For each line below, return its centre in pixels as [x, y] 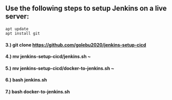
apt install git [23, 33]
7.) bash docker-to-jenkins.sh [38, 91]
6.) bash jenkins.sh [26, 80]
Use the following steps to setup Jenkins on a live [86, 8]
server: [17, 17]
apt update [17, 29]
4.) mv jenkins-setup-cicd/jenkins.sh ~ [48, 56]
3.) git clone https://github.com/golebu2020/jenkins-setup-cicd [76, 45]
